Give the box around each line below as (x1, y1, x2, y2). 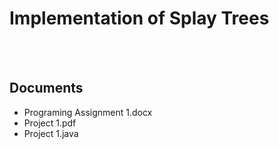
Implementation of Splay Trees (9, 7, 270, 30)
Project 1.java (23, 127, 79, 139)
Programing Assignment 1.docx (23, 106, 153, 118)
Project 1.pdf (23, 117, 77, 129)
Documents (9, 80, 84, 97)
